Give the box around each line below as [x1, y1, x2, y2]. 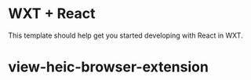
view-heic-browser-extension [8, 58, 209, 76]
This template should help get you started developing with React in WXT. [8, 31, 243, 40]
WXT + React [8, 5, 96, 23]
